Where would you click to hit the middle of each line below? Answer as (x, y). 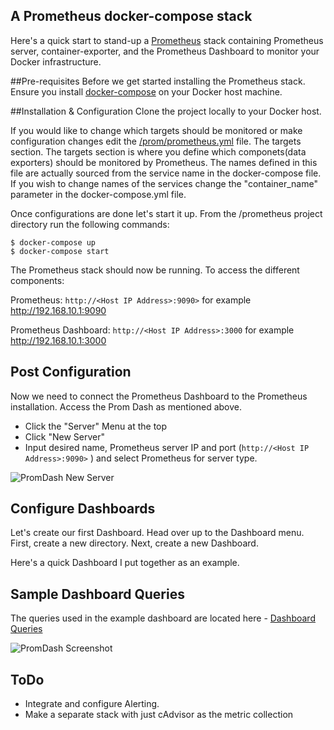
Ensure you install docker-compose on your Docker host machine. (146, 91)
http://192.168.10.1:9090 (58, 310)
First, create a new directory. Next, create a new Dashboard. (134, 543)
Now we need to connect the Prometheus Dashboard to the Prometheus (159, 396)
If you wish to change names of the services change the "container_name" (164, 183)
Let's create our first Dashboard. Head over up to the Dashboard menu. (157, 533)
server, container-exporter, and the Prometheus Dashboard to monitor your (165, 51)
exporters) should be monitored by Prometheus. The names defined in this (164, 162)
